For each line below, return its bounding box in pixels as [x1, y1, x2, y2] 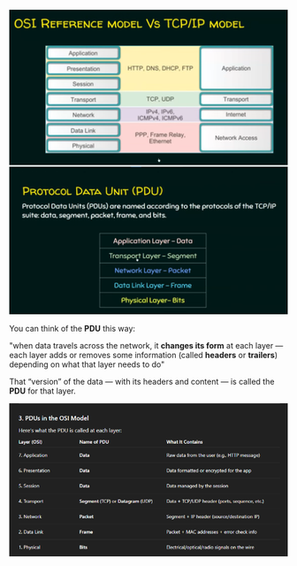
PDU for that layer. [9, 386, 77, 396]
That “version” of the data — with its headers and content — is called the [9, 377, 275, 387]
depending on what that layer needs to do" [9, 359, 165, 370]
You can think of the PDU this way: [9, 324, 135, 334]
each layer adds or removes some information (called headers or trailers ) [9, 350, 278, 361]
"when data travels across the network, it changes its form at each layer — [9, 340, 284, 351]
